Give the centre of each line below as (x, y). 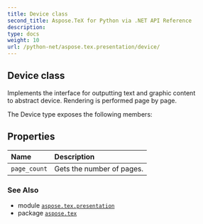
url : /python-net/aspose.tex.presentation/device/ (84, 47)
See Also (23, 190)
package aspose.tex (47, 213)
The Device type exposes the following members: (80, 114)
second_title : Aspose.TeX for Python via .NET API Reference (100, 21)
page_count (29, 169)
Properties (31, 137)
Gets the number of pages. (99, 169)
